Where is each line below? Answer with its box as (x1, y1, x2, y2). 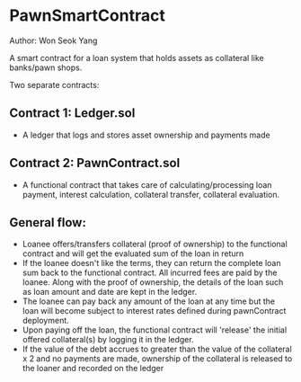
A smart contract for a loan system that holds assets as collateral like (9, 52, 265, 63)
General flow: (9, 215, 87, 230)
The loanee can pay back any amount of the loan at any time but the (22, 296, 276, 306)
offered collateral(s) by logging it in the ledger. (22, 334, 195, 345)
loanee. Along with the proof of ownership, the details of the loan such (22, 277, 284, 288)
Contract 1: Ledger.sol (9, 105, 136, 121)
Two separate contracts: (9, 79, 100, 90)
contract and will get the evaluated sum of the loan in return (22, 248, 244, 259)
